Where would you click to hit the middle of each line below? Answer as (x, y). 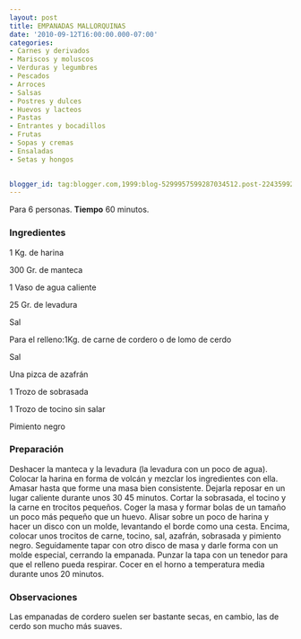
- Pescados (30, 76)
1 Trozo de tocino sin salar (57, 408)
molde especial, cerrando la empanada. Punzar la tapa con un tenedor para (149, 555)
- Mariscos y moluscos (52, 59)
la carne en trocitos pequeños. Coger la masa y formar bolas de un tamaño (148, 507)
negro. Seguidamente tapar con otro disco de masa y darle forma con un (144, 545)
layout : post (34, 18)
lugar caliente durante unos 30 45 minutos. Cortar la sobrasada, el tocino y (148, 497)
